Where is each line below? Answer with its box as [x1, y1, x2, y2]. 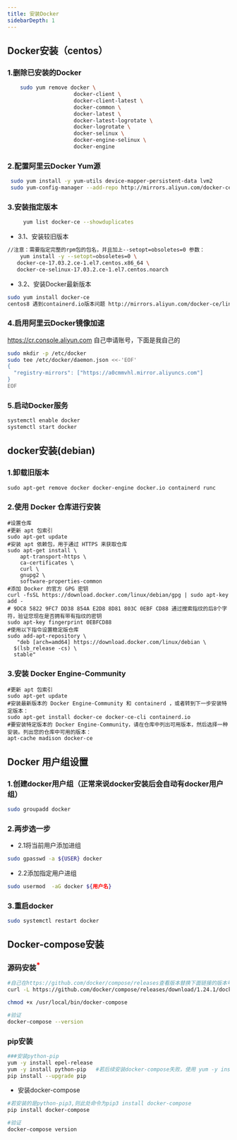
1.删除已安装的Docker [7, 68, 82, 78]
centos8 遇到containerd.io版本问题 [7, 301, 106, 308]
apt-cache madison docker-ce [7, 735, 93, 742]
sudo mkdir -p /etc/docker [7, 350, 87, 357]
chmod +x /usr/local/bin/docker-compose [7, 999, 128, 1006]
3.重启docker [7, 901, 54, 911]
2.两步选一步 [7, 823, 51, 833]
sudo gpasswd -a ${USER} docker [7, 855, 102, 863]
